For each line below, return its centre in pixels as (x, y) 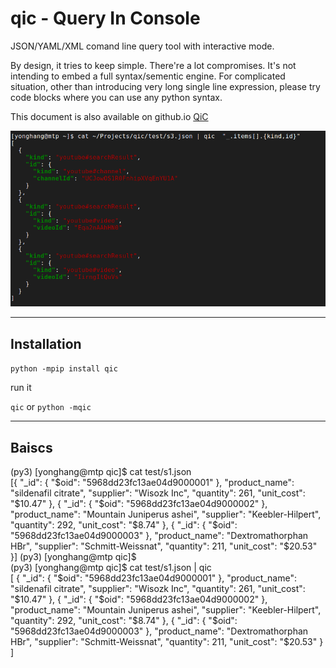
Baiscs (31, 447)
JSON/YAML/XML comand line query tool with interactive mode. (142, 46)
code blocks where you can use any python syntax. (116, 97)
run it (21, 388)
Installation (46, 343)
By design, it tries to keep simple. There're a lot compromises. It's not (153, 65)
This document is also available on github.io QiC (109, 116)
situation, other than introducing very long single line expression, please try (165, 86)
